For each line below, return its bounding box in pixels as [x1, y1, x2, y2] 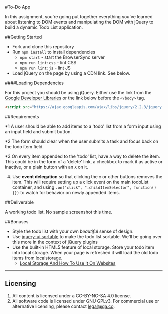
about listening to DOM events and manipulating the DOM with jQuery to [5, 19, 154, 25]
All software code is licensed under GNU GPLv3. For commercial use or [12, 298, 159, 304]
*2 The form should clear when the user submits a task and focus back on [5, 138, 159, 144]
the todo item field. [5, 143, 44, 149]
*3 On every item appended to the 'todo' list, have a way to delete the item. [5, 153, 160, 159]
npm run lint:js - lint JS [19, 65, 71, 71]
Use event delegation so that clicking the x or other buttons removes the [12, 173, 163, 179]
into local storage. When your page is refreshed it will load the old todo [12, 249, 159, 255]
